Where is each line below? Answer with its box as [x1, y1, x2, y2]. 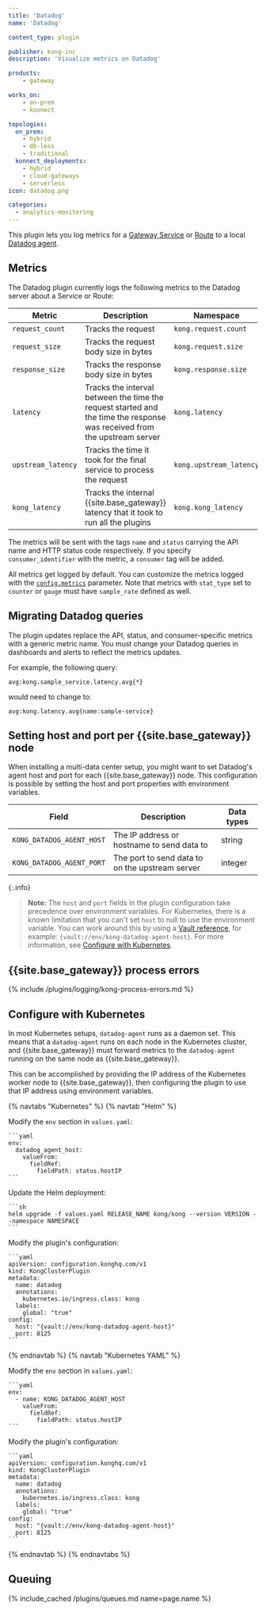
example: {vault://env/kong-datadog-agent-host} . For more [27, 932, 224, 942]
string [220, 834, 243, 846]
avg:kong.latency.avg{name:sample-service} [8, 707, 154, 715]
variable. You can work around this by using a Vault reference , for [27, 923, 242, 933]
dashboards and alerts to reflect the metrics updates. [8, 647, 182, 657]
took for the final [84, 454, 146, 465]
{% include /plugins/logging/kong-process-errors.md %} [8, 985, 194, 994]
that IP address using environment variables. [8, 1086, 154, 1096]
